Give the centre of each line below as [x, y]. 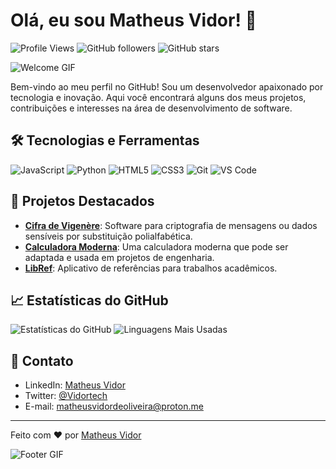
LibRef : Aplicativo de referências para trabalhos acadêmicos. [151, 268]
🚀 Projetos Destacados [82, 201]
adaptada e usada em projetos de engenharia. [119, 257]
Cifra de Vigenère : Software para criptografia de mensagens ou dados [171, 225]
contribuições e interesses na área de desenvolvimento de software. [151, 108]
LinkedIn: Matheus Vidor [75, 385]
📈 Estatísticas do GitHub [89, 300]
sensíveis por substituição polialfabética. [108, 236]
